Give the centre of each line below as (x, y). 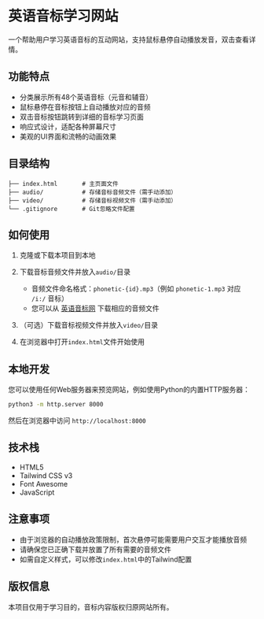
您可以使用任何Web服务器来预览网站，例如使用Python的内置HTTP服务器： (129, 390)
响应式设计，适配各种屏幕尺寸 (68, 126)
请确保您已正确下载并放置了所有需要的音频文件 (95, 549)
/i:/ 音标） (50, 298)
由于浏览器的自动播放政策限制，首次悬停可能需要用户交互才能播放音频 (133, 539)
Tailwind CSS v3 (46, 475)
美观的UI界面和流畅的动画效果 (68, 136)
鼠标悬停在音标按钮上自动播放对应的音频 (85, 106)
